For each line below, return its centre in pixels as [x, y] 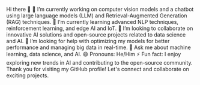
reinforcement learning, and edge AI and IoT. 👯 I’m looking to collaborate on [100, 28]
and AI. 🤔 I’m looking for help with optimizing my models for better [88, 41]
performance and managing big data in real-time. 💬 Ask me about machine [98, 47]
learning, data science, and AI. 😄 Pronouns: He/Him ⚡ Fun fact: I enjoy [94, 54]
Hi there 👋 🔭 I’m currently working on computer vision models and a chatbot [100, 9]
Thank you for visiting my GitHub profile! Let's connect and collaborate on [98, 69]
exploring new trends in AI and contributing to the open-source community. [99, 63]
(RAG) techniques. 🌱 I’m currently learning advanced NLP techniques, [92, 22]
